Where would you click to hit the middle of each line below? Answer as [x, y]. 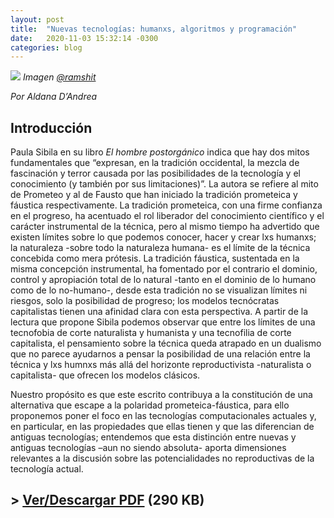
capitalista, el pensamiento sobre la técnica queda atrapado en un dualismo [166, 343]
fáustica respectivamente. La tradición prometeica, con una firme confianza [166, 205]
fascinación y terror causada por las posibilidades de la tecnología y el [155, 173]
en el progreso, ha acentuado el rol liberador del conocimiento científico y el [167, 216]
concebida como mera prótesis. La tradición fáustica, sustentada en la [155, 258]
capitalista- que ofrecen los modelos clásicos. [105, 375]
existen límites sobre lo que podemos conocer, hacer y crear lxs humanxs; [163, 237]
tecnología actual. [47, 469]
